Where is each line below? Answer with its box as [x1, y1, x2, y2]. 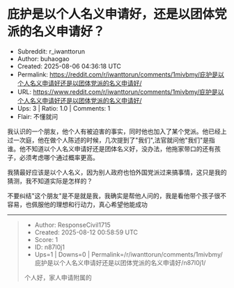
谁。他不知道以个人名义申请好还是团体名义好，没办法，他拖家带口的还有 [7, 144, 214, 153]
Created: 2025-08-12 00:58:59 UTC [34, 227, 138, 237]
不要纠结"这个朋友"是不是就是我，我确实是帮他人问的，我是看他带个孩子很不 [7, 191, 227, 200]
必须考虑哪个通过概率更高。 [19, 153, 99, 161]
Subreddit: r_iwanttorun [17, 47, 86, 56]
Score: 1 [34, 235, 58, 243]
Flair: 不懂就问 [17, 112, 58, 120]
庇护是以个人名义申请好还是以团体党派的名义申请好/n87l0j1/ [34, 258, 206, 266]
